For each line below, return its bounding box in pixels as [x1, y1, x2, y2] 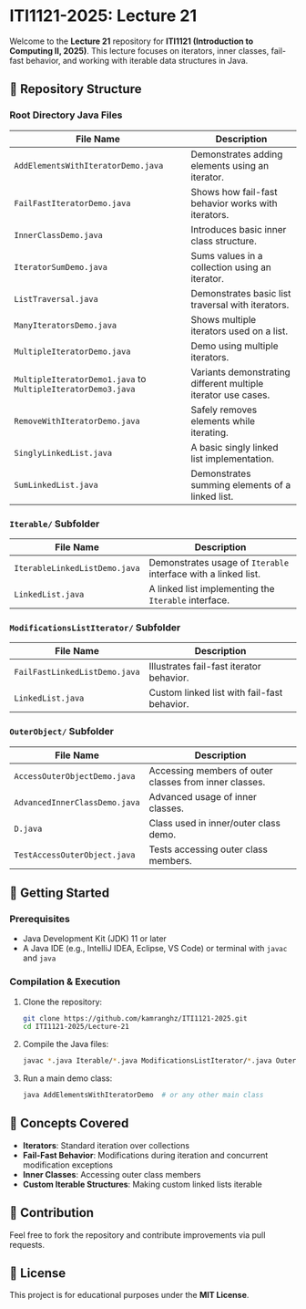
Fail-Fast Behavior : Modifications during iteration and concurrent [22, 1149, 269, 1160]
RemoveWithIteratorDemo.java [14, 416, 140, 426]
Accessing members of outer [148, 764, 273, 776]
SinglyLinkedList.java [14, 448, 112, 458]
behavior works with [190, 197, 278, 210]
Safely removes [190, 403, 258, 416]
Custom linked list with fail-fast [148, 686, 283, 699]
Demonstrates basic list [190, 286, 291, 299]
